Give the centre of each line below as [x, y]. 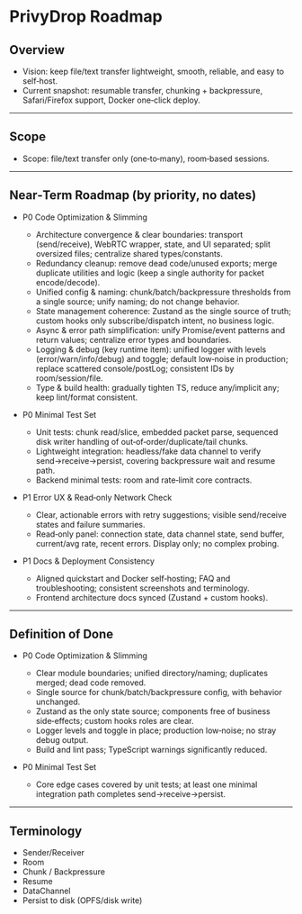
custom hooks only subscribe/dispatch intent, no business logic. [155, 321]
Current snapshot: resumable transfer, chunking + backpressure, [142, 90]
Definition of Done [62, 634]
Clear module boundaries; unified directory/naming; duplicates [151, 674]
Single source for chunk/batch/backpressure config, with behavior [159, 692]
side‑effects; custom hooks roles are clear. [115, 721]
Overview [37, 50]
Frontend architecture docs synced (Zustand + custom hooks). [152, 597]
